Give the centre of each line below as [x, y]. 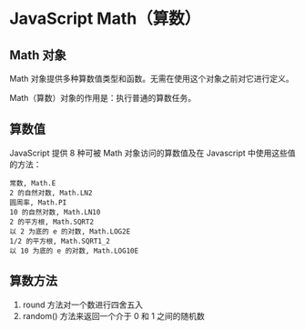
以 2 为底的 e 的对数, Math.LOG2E [70, 231]
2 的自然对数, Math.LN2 [51, 193]
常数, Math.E [33, 183]
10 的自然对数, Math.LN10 [55, 212]
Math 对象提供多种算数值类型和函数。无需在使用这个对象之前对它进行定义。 [152, 79]
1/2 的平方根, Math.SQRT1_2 [60, 241]
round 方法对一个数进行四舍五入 [83, 305]
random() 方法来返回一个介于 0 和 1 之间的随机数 [113, 315]
